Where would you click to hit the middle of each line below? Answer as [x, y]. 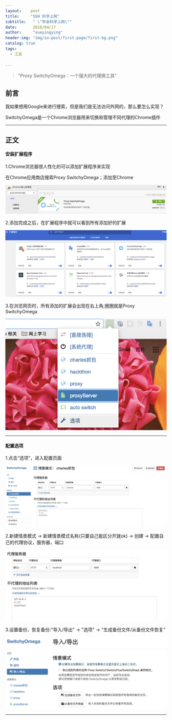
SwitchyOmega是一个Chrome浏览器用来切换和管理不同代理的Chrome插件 [83, 118]
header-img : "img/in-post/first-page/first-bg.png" [61, 38]
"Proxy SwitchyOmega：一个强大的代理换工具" [67, 75]
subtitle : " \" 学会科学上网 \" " [39, 22]
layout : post [23, 11]
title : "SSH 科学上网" [33, 16]
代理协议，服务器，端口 [39, 542]
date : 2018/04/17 [31, 27]
